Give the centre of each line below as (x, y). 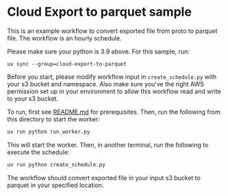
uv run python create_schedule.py (56, 164)
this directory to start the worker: (54, 119)
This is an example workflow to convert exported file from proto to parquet (112, 31)
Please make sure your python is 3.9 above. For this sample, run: (98, 51)
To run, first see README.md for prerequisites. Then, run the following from (114, 112)
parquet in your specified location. (55, 185)
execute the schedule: (38, 152)
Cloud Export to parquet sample (99, 12)
